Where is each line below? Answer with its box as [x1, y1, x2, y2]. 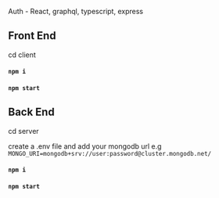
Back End [8, 106, 55, 119]
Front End [8, 29, 56, 42]
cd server [8, 126, 39, 135]
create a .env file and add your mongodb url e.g [8, 141, 162, 151]
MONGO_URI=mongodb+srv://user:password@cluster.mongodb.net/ [8, 149, 212, 157]
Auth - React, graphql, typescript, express [8, 7, 143, 16]
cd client [8, 50, 37, 59]
